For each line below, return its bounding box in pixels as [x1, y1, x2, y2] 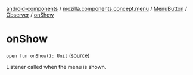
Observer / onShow [6, 11, 54, 18]
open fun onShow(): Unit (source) [6, 52, 90, 59]
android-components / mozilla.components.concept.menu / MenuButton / [6, 5, 188, 12]
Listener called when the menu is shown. [6, 63, 107, 70]
